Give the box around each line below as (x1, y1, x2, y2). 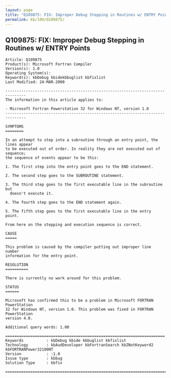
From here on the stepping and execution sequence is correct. (5, 222, 142, 227)
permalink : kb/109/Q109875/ (5, 17, 65, 22)
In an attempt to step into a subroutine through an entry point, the (5, 138, 158, 143)
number (5, 249, 19, 254)
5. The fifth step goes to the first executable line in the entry (5, 209, 152, 214)
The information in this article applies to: (5, 97, 103, 102)
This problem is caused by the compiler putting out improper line (5, 245, 152, 250)
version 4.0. (5, 316, 33, 321)
